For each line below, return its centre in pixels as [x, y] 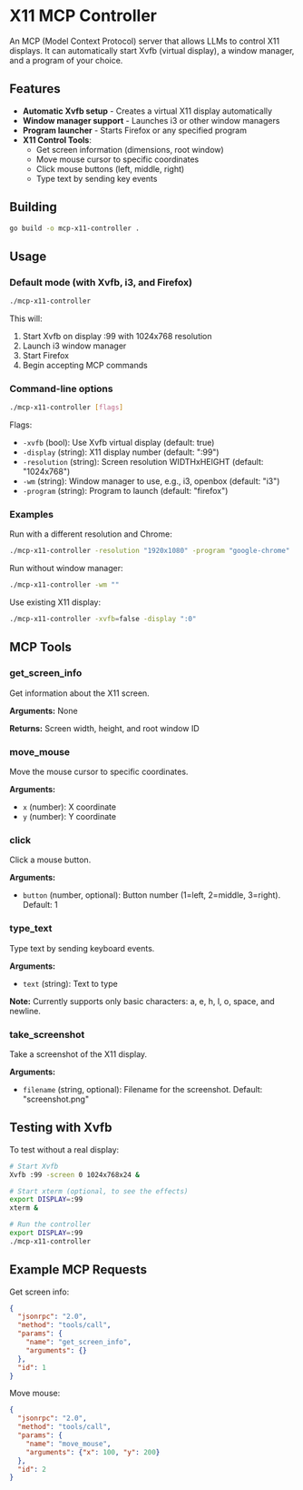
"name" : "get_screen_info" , [78, 1343]
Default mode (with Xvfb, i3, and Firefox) [101, 282]
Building [33, 207]
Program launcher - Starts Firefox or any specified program [135, 130]
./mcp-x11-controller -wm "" [64, 585]
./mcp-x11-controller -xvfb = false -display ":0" [103, 619]
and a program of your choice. [66, 60]
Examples [32, 515]
